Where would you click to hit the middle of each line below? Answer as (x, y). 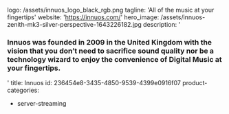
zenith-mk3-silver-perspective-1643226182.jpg (75, 24)
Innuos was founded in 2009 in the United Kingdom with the (109, 42)
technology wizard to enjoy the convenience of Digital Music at (115, 59)
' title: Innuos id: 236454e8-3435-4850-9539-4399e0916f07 (94, 83)
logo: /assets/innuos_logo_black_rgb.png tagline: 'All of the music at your (111, 10)
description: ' (162, 24)
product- (195, 83)
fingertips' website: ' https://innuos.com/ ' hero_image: (83, 17)
